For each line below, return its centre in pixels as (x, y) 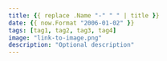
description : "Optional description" (71, 45)
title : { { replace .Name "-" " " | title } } (84, 15)
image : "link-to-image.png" (55, 38)
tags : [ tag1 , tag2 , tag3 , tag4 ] (62, 30)
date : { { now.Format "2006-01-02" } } (71, 23)
